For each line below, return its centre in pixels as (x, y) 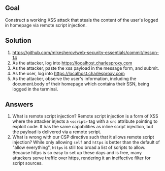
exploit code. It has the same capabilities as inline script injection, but (83, 127)
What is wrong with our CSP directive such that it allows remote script (83, 137)
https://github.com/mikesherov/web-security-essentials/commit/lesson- (85, 52)
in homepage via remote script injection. (46, 25)
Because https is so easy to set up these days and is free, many (77, 153)
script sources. (27, 163)
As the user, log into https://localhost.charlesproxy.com (68, 73)
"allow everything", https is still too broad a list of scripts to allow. (79, 147)
